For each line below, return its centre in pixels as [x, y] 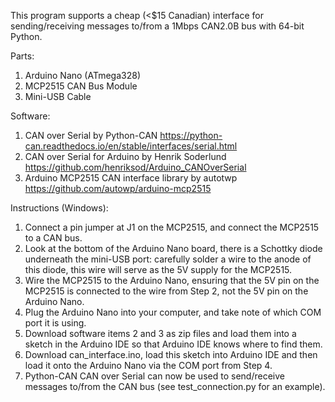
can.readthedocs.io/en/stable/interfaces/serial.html [131, 146]
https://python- [191, 135]
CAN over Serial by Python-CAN [91, 135]
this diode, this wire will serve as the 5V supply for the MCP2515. [158, 269]
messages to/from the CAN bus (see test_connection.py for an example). [175, 386]
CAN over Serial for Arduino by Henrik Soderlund [125, 156]
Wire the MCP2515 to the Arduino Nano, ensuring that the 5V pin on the [172, 280]
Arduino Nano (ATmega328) [82, 75]
